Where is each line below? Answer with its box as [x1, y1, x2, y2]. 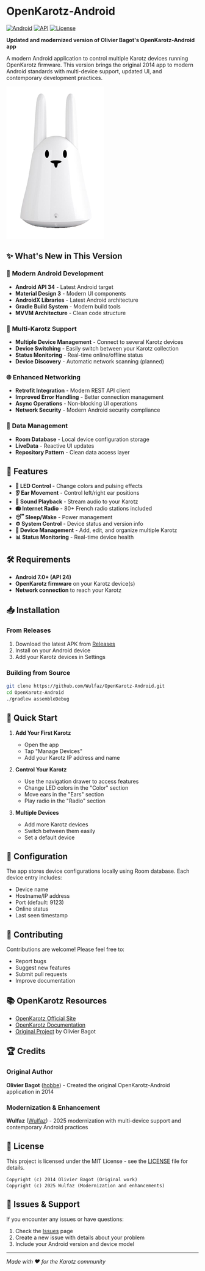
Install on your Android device [15, 646, 91, 654]
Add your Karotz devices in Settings [15, 653, 106, 660]
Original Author [6, 1068, 53, 1076]
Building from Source [6, 668, 71, 677]
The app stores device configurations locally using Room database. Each [6, 867, 190, 875]
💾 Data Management [6, 421, 68, 430]
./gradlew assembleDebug [6, 696, 70, 702]
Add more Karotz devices [24, 820, 88, 828]
